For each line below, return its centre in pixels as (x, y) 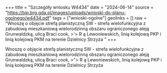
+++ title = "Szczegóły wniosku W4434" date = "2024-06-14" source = (79, 7)
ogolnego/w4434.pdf (27, 18)
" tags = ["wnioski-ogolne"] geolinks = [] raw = (98, 18)
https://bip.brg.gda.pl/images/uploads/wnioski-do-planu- (67, 13)
